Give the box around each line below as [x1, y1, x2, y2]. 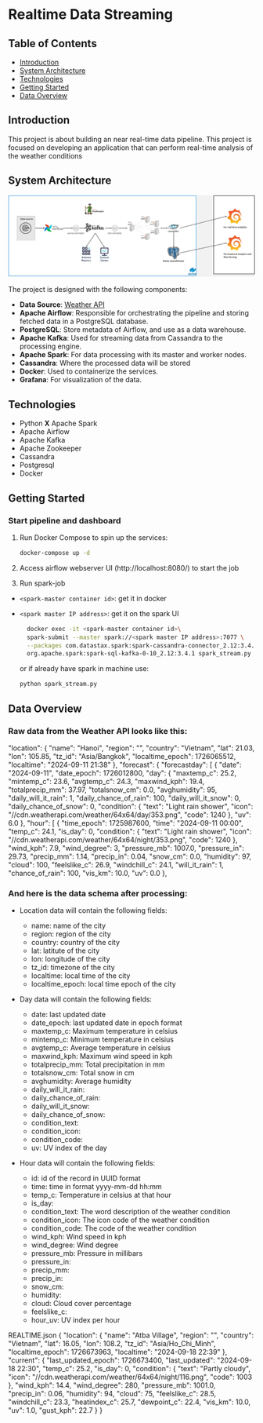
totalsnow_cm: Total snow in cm [31, 1068, 135, 1078]
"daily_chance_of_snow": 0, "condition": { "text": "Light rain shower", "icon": [8, 801, 254, 811]
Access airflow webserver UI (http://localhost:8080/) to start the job [19, 563, 240, 572]
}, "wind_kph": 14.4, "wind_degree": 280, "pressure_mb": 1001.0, [8, 1381, 216, 1390]
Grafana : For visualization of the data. [19, 375, 142, 385]
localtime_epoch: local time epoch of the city [31, 980, 176, 989]
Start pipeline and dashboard [8, 515, 121, 526]
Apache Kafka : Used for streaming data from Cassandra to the [19, 334, 223, 343]
